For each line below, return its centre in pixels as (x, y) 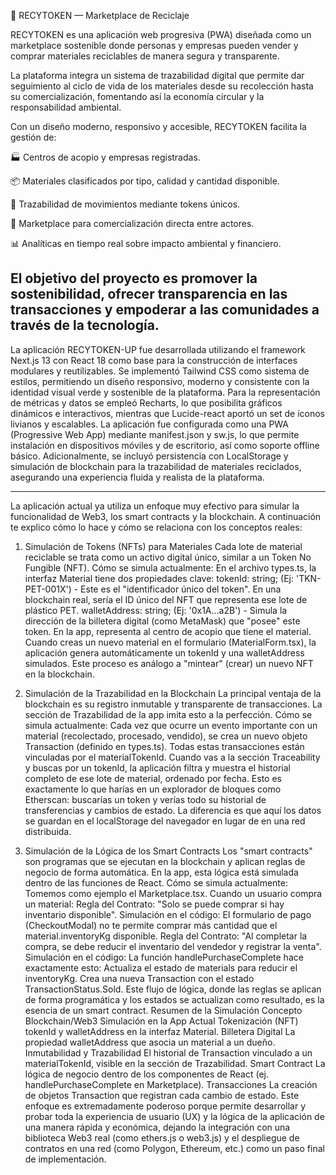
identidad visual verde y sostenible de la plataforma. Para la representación (165, 392)
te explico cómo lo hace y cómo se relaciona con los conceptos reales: (156, 527)
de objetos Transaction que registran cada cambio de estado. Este (162, 1095)
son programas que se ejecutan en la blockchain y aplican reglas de (165, 861)
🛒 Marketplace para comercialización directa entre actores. (132, 223)
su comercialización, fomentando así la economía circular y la (137, 96)
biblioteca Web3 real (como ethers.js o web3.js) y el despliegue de (162, 1137)
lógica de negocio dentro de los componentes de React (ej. (146, 1074)
